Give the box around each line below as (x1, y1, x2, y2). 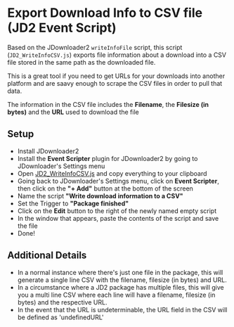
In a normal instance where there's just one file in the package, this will (17, 268, 223, 276)
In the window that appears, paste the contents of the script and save (17, 214, 219, 222)
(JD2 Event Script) (7, 20, 117, 36)
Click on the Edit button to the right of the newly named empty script (17, 206, 217, 215)
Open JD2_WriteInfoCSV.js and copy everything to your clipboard (17, 169, 207, 177)
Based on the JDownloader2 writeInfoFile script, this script (7, 43, 183, 51)
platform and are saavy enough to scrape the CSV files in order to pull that (7, 79, 223, 87)
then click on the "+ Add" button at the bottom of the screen (17, 184, 193, 193)
